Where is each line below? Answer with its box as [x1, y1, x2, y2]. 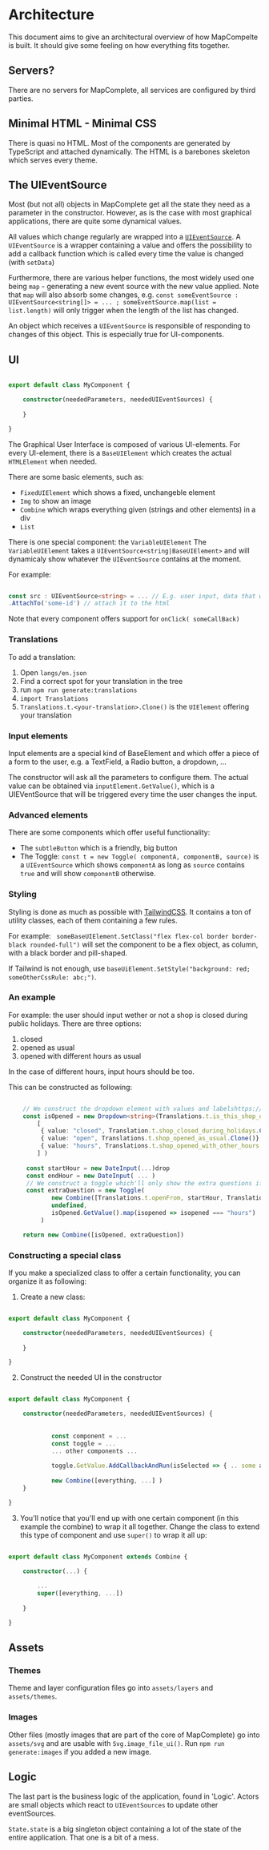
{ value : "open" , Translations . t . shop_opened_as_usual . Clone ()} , [40, 1135, 263, 1143]
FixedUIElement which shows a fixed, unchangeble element [19, 487, 216, 497]
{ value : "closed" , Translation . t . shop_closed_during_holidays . [40, 1127, 260, 1135]
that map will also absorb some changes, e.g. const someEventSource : [8, 290, 239, 300]
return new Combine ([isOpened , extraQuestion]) [22, 1231, 184, 1239]
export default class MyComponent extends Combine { [8, 1552, 188, 1561]
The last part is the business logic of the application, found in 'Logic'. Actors [8, 1792, 259, 1801]
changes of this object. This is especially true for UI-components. [8, 330, 224, 340]
